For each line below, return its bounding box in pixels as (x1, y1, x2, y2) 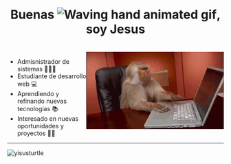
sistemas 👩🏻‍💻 (16, 65, 56, 73)
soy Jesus (85, 21, 146, 37)
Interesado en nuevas (16, 114, 79, 123)
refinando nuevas (16, 97, 67, 105)
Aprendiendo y (16, 89, 60, 97)
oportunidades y (16, 121, 64, 130)
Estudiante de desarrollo (16, 72, 87, 80)
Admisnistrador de (16, 57, 70, 65)
